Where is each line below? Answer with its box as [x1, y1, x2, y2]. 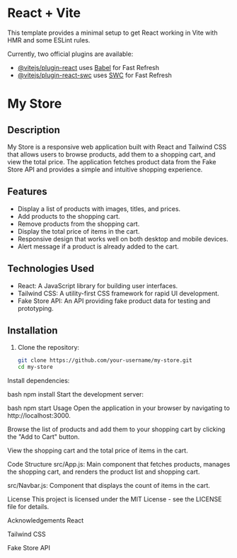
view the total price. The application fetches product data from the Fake [7, 157, 216, 166]
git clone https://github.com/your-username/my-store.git [17, 357, 192, 364]
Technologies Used [7, 263, 94, 275]
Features [7, 186, 47, 198]
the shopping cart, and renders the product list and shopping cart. [7, 467, 200, 476]
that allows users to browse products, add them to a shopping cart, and [7, 150, 216, 159]
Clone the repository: [17, 343, 80, 352]
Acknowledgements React [7, 516, 84, 525]
